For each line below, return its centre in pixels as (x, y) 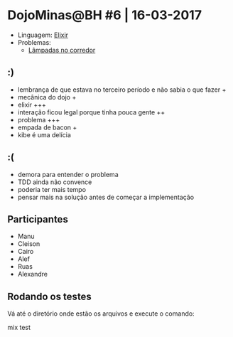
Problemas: (34, 42)
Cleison (29, 244)
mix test (19, 328)
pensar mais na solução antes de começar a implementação (105, 197)
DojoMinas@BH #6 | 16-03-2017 (105, 15)
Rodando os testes (50, 296)
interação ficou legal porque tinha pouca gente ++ (91, 112)
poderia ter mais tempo (52, 189)
